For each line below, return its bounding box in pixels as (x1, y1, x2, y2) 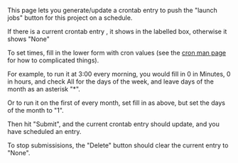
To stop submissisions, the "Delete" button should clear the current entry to (7, 141, 229, 150)
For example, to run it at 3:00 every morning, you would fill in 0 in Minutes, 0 (7, 70, 231, 78)
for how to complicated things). (7, 56, 99, 64)
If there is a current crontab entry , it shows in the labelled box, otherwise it (7, 28, 227, 35)
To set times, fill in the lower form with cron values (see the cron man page (7, 49, 227, 57)
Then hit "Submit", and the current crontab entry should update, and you (7, 120, 220, 128)
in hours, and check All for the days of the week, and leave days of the (7, 77, 215, 86)
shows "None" (7, 35, 50, 43)
